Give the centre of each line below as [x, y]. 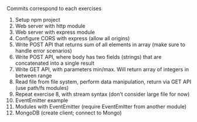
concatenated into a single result [55, 63]
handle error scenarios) [43, 51]
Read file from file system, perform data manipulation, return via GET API [103, 82]
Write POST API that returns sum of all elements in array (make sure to [100, 44]
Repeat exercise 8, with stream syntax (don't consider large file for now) [102, 94]
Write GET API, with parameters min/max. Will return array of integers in [102, 69]
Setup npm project [38, 20]
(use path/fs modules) [42, 88]
